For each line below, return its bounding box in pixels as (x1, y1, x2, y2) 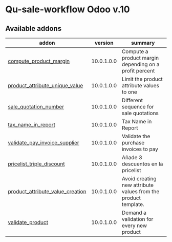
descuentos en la (122, 160, 163, 167)
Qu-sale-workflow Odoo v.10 (5, 4, 130, 15)
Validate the (122, 133, 150, 140)
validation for (122, 216, 154, 222)
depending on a (122, 61, 160, 68)
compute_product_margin (8, 58, 70, 65)
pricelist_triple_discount (8, 160, 65, 167)
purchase (122, 139, 145, 146)
